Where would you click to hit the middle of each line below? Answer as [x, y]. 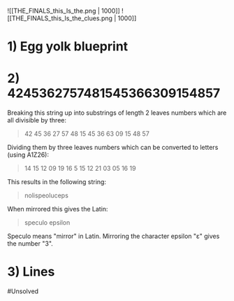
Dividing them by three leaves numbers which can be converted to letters [113, 148]
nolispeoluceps [46, 195]
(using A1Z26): [28, 155]
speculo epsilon [47, 223]
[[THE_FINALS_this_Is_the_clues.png [60, 18]
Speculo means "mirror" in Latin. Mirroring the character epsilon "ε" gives [114, 236]
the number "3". [30, 244]
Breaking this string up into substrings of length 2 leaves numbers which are [117, 113]
